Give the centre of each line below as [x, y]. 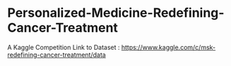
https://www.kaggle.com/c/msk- [168, 47]
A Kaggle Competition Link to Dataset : [64, 47]
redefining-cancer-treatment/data [57, 55]
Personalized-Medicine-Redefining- [116, 13]
